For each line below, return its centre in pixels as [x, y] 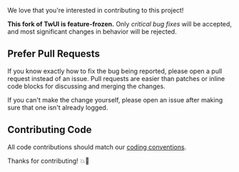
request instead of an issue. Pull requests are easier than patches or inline [116, 78]
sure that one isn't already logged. [58, 107]
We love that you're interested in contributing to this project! [96, 10]
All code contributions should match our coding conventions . [97, 147]
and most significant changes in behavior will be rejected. [92, 32]
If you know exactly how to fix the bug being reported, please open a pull [115, 71]
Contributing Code [50, 130]
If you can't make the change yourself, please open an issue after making [115, 100]
